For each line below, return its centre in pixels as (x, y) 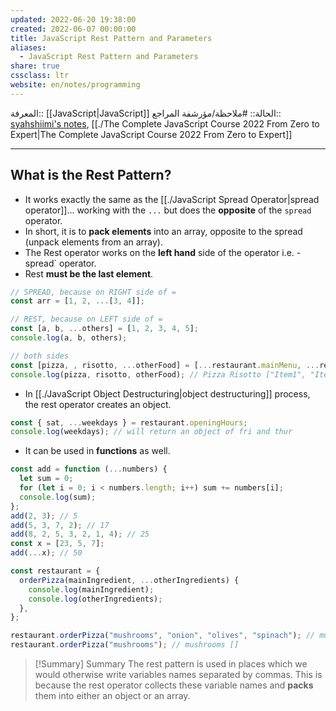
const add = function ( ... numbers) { (89, 469)
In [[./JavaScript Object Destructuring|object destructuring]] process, (167, 393)
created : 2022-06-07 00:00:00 (73, 29)
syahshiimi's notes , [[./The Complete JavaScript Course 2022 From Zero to (165, 123)
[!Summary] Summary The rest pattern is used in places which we (171, 664)
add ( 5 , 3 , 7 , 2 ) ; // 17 (60, 525)
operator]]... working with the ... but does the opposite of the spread (168, 210)
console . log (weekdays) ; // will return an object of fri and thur (151, 432)
